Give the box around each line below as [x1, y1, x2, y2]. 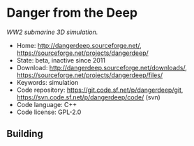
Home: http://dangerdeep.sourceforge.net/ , [16, 41, 142, 49]
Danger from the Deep [6, 5, 137, 21]
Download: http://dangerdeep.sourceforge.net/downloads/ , [16, 63, 188, 72]
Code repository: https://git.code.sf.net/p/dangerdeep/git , [16, 86, 184, 94]
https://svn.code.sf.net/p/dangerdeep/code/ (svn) [16, 92, 161, 102]
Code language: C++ [16, 100, 77, 108]
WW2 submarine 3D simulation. [6, 28, 98, 36]
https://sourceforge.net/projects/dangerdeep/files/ [16, 71, 163, 79]
